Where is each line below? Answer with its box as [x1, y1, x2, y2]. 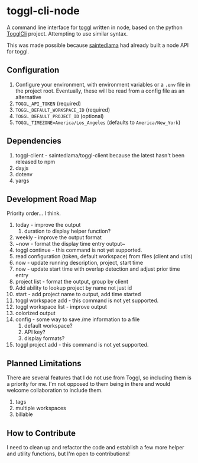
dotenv [15, 170, 33, 177]
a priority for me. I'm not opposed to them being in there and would [7, 380, 171, 388]
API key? [24, 328, 46, 336]
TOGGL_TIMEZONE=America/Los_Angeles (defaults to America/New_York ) [15, 119, 181, 126]
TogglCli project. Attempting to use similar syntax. [7, 30, 128, 37]
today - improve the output [15, 221, 81, 229]
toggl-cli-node [7, 4, 80, 18]
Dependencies [7, 136, 61, 146]
